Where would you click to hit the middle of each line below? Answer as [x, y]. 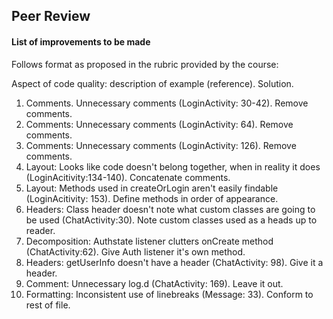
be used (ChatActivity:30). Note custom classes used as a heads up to [171, 220]
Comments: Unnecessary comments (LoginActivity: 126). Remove [161, 145]
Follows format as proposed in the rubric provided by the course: [145, 64]
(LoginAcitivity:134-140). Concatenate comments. [128, 177]
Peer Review [51, 16]
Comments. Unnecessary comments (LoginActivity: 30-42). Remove [167, 103]
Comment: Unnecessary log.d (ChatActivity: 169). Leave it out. [154, 283]
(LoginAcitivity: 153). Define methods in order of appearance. [152, 198]
